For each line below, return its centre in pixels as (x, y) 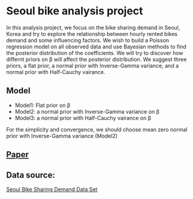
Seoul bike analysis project (75, 11)
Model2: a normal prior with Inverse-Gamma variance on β (87, 111)
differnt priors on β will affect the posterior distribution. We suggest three (96, 59)
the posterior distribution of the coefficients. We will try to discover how (95, 53)
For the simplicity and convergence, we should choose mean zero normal (97, 129)
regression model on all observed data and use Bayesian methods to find (96, 47)
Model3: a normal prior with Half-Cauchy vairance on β (83, 118)
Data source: (31, 175)
